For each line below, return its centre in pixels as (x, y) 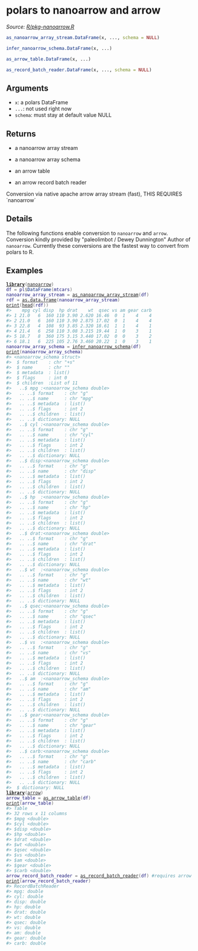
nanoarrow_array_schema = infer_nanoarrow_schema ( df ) (74, 347)
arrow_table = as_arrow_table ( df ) (49, 798)
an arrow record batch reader (51, 183)
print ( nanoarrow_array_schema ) (45, 352)
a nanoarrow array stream (46, 148)
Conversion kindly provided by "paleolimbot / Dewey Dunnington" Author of (98, 239)
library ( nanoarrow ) (30, 284)
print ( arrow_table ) (30, 803)
